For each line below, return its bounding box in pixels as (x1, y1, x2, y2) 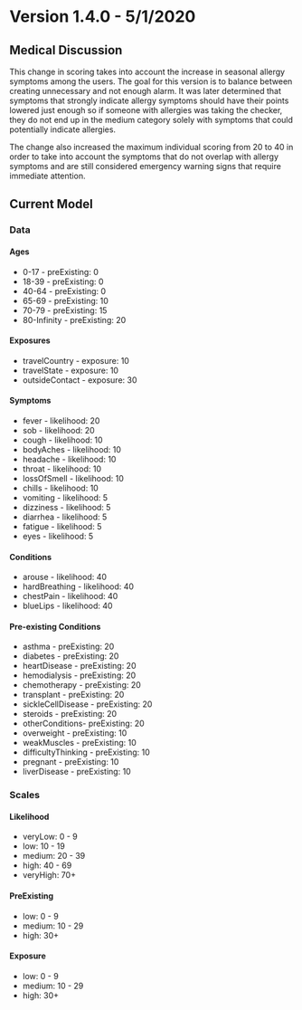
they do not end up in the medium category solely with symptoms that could (9, 115, 294, 125)
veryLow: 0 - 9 (22, 831, 79, 843)
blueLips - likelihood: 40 (22, 600, 113, 612)
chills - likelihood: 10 (22, 482, 99, 493)
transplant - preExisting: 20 (22, 690, 125, 700)
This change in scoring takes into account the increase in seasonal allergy (9, 66, 286, 77)
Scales (9, 789, 41, 802)
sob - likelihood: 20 (22, 424, 95, 435)
